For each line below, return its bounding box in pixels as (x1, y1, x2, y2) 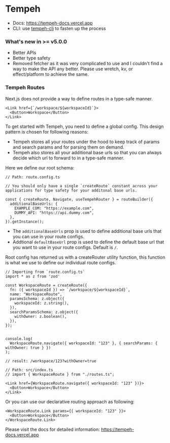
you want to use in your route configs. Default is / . (12, 244, 118, 250)
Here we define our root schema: (5, 164, 75, 171)
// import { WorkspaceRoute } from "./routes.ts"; (5, 372, 115, 377)
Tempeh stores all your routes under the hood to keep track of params (12, 139, 160, 145)
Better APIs (12, 49, 37, 56)
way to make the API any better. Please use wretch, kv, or (12, 66, 133, 72)
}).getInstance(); (5, 219, 44, 224)
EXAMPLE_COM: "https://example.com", (14, 206, 94, 211)
